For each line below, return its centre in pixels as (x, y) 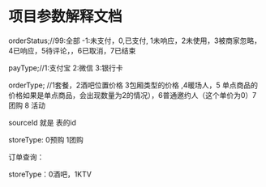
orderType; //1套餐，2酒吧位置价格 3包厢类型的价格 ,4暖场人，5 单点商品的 (133, 85)
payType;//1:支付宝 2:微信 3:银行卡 (66, 68)
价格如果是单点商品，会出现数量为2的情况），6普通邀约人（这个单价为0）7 (133, 95)
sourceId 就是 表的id (43, 122)
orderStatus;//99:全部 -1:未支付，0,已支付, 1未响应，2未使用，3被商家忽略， (135, 40)
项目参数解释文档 (66, 17)
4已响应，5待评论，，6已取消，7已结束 (72, 50)
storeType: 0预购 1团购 (46, 139)
